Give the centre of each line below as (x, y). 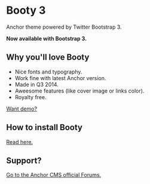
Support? (24, 160)
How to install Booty (44, 128)
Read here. (20, 142)
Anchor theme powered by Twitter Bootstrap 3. (64, 27)
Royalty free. (30, 97)
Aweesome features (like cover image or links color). (79, 91)
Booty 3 (26, 10)
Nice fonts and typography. (48, 72)
